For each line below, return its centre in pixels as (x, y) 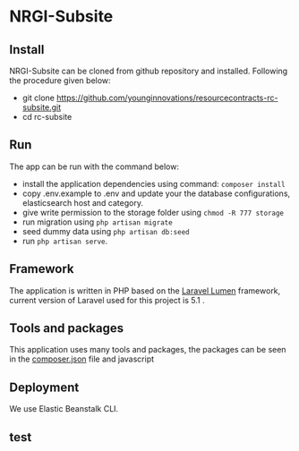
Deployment (44, 387)
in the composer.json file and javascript (82, 359)
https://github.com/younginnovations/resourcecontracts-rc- (167, 98)
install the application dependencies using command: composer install (154, 183)
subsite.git (42, 107)
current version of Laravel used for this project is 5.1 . (107, 300)
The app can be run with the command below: (94, 166)
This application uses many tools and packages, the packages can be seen (148, 350)
